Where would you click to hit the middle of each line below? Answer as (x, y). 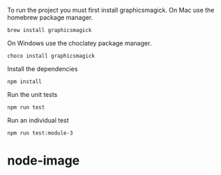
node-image (44, 161)
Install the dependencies (43, 69)
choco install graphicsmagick (51, 56)
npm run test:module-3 (40, 133)
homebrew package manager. (50, 17)
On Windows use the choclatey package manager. (79, 43)
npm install (24, 82)
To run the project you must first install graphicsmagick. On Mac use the (111, 10)
